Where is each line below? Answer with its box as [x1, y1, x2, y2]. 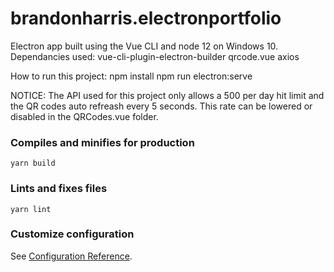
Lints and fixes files [10, 182, 108, 196]
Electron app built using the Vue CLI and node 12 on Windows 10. [10, 40, 279, 52]
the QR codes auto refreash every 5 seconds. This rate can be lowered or [10, 100, 313, 112]
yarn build [10, 158, 56, 169]
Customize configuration [10, 227, 135, 241]
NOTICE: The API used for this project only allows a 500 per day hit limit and [10, 89, 325, 101]
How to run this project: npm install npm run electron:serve [10, 70, 253, 82]
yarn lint [10, 204, 52, 214]
